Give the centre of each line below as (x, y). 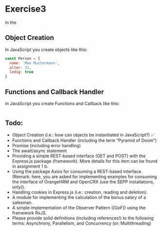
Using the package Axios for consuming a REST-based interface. (77, 171)
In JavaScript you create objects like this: (46, 49)
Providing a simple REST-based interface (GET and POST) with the (79, 156)
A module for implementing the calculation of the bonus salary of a (79, 197)
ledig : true (22, 72)
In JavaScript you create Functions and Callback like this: (63, 103)
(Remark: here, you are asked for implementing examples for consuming (84, 176)
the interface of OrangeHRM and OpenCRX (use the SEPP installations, (83, 182)
